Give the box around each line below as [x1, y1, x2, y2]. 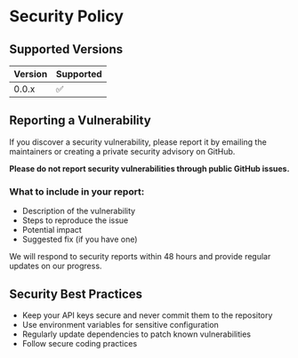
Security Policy [9, 6, 125, 27]
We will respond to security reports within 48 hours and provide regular [9, 251, 271, 262]
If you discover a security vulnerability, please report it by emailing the [9, 136, 267, 147]
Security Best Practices [9, 286, 143, 301]
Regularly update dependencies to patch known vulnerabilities [21, 329, 252, 339]
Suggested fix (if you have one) [21, 234, 138, 245]
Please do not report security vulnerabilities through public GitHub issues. [9, 163, 290, 174]
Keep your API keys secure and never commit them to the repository [21, 309, 273, 321]
